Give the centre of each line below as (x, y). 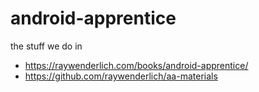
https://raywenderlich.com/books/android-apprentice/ (136, 65)
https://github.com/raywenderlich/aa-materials (121, 76)
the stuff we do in (46, 46)
